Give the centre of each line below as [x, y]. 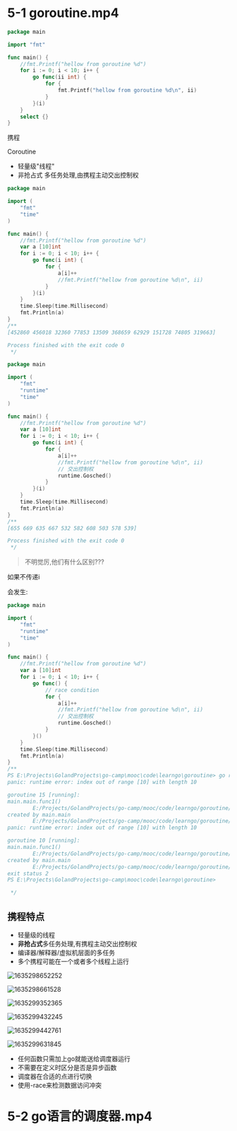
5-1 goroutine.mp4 [63, 13]
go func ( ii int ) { [60, 77]
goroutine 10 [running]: [44, 841]
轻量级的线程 [36, 935]
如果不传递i [24, 577]
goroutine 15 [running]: [44, 795]
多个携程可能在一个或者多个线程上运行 [73, 961]
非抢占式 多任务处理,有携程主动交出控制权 [77, 944]
